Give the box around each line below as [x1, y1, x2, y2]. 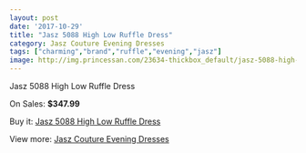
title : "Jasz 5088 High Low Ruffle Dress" [9, 30, 173, 39]
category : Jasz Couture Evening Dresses [9, 38, 166, 48]
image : [9, 56, 35, 65]
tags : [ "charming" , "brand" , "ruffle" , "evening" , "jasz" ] [9, 47, 222, 56]
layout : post [9, 13, 59, 23]
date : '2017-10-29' [9, 22, 84, 31]
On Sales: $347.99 [9, 98, 80, 109]
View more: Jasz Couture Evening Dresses [9, 134, 170, 144]
